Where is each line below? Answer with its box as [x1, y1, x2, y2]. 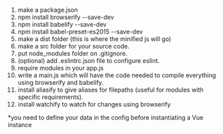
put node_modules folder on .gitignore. [17, 49, 128, 57]
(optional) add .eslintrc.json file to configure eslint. [17, 57, 160, 64]
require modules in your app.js [17, 64, 104, 72]
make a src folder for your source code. [17, 42, 130, 50]
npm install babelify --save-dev [17, 21, 107, 28]
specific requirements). [17, 93, 84, 101]
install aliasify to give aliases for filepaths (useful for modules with [17, 85, 204, 94]
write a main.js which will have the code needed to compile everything [17, 71, 216, 79]
